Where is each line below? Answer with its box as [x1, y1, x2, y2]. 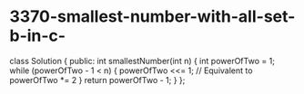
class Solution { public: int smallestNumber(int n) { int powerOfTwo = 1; [9, 55, 276, 66]
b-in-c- [9, 25, 66, 46]
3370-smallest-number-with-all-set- [9, 6, 296, 27]
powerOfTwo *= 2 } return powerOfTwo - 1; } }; [9, 74, 186, 85]
